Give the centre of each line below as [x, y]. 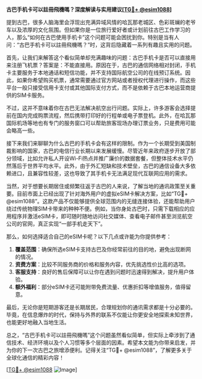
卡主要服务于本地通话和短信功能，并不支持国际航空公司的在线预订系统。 [96, 72]
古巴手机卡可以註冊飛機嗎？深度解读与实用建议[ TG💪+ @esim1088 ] [89, 9]
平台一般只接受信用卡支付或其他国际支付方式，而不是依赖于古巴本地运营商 [98, 88]
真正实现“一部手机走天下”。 [72, 224]
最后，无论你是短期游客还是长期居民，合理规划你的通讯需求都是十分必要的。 [101, 307]
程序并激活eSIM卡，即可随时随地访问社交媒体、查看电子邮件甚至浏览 [96, 216]
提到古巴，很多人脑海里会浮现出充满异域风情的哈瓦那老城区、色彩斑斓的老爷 [101, 22]
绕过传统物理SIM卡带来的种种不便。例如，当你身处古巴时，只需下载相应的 [98, 209]
